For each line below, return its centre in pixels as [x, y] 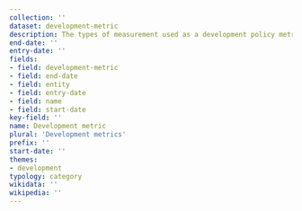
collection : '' [38, 18]
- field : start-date [48, 110]
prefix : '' [30, 143]
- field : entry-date [48, 92]
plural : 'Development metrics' [68, 135]
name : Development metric [58, 127]
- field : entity [40, 84]
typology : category [46, 176]
